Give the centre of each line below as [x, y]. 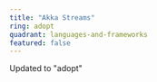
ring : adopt [32, 26]
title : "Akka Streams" [52, 18]
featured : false [40, 43]
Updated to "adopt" [46, 68]
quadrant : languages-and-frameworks [78, 34]
